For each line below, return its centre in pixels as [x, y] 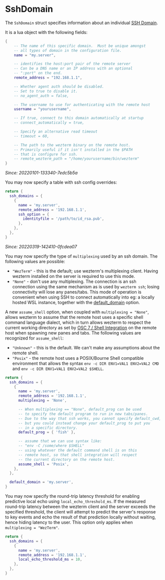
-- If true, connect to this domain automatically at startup [79, 118]
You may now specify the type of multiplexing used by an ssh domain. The [82, 256]
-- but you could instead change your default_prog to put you [84, 423]
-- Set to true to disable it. [46, 91]
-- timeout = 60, [32, 136]
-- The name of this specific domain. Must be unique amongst [80, 46]
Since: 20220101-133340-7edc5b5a [41, 173]
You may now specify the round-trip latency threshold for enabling [72, 496]
